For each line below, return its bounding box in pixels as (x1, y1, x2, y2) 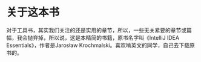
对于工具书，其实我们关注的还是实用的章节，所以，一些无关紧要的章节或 (6, 26, 186, 34)
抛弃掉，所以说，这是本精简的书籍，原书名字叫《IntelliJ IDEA (27, 34, 180, 41)
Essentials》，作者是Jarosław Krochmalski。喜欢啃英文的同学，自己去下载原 (6, 42, 195, 49)
